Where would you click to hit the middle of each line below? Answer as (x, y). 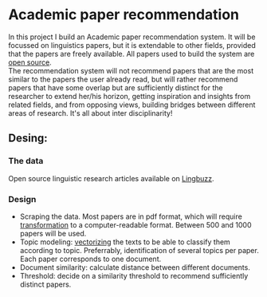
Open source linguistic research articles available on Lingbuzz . (111, 178)
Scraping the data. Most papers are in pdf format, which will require (131, 216)
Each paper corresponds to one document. (90, 259)
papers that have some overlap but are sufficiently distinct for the (116, 87)
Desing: (28, 139)
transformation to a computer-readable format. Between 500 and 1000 (135, 224)
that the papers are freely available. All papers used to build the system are (132, 53)
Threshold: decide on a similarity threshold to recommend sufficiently (134, 275)
